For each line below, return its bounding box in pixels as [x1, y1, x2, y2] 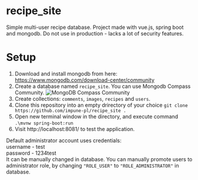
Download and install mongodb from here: [14, 70, 118, 77]
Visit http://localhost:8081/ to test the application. [14, 125, 135, 132]
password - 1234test [6, 149, 57, 156]
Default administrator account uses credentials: [6, 137, 122, 144]
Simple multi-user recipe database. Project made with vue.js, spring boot [6, 24, 184, 31]
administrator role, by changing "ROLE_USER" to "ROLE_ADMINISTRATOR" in [6, 162, 179, 169]
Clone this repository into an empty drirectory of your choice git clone [14, 102, 188, 109]
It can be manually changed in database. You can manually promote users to [6, 155, 193, 163]
